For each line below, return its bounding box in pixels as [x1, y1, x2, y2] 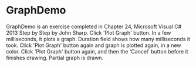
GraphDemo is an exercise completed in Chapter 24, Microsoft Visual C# [6, 23, 182, 30]
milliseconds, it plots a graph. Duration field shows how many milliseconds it [6, 35, 191, 42]
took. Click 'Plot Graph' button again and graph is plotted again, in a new [6, 42, 181, 49]
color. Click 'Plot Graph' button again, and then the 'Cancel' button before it [6, 48, 189, 55]
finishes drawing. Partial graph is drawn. [6, 54, 104, 61]
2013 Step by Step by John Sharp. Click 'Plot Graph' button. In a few [6, 29, 171, 36]
